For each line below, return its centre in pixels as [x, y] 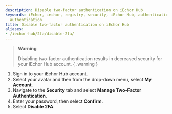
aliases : [15, 29]
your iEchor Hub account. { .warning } [58, 64]
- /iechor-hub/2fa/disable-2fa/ [40, 34]
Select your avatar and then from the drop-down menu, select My [82, 79]
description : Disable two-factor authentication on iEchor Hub [74, 10]
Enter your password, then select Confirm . [58, 101]
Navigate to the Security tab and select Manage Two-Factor [77, 90]
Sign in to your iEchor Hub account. [50, 74]
